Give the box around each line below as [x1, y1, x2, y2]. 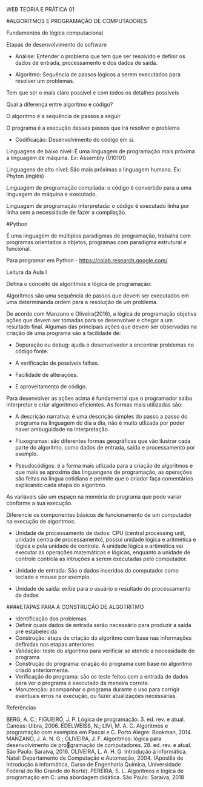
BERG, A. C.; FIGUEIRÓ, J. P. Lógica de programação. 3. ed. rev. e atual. [6, 716, 185, 723]
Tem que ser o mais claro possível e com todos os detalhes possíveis [6, 89, 179, 96]
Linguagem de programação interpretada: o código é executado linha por [6, 202, 190, 209]
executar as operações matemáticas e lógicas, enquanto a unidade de [15, 549, 191, 556]
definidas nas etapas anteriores [15, 641, 95, 648]
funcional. [6, 245, 32, 252]
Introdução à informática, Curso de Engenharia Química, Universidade [6, 761, 182, 768]
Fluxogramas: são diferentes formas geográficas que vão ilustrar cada [15, 437, 191, 445]
